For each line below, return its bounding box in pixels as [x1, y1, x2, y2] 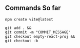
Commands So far [5, 4, 61, 12]
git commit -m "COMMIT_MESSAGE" [5, 29, 71, 35]
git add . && [5, 25, 32, 30]
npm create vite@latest [5, 17, 54, 22]
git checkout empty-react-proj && [5, 34, 76, 39]
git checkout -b [5, 38, 38, 43]
